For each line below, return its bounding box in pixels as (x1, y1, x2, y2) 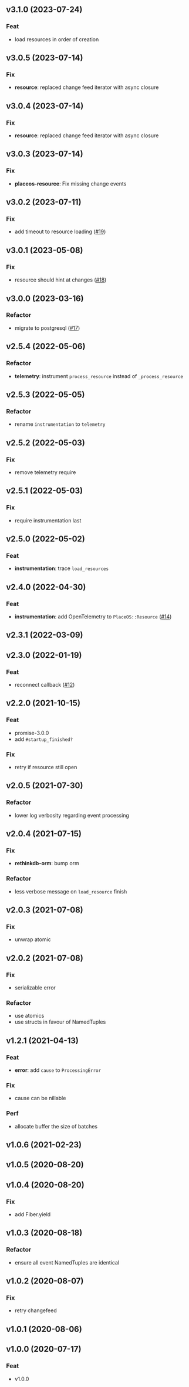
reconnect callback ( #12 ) (14, 681, 75, 688)
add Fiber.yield (14, 1211, 51, 1218)
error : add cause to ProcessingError (14, 1067, 102, 1074)
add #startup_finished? (14, 736, 73, 743)
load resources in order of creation (14, 35, 99, 43)
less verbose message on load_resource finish (14, 888, 127, 895)
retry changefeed (14, 1307, 57, 1314)
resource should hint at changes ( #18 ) (14, 276, 107, 283)
